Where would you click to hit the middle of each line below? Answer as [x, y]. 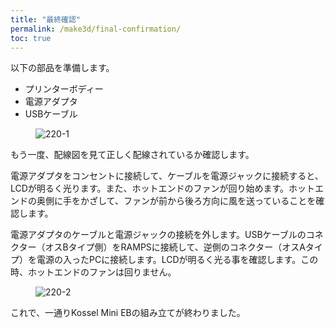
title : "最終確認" [46, 19]
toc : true [31, 38]
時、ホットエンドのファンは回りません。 [93, 272]
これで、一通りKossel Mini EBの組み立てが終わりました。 [128, 313]
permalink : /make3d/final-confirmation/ [96, 29]
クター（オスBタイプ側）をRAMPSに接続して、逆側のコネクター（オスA [158, 247]
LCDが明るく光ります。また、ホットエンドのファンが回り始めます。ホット [163, 188]
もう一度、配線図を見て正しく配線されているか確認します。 [132, 155]
